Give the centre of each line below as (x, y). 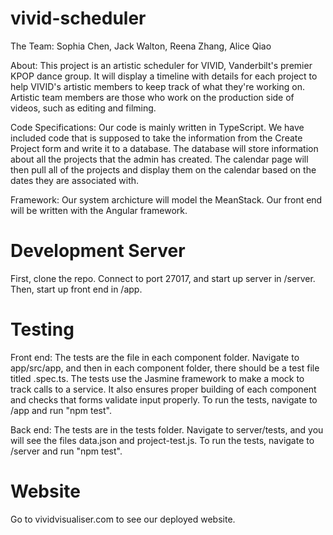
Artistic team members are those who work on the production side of (152, 97)
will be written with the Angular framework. (99, 210)
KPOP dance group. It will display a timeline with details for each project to (164, 76)
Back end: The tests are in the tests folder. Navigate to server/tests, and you (167, 429)
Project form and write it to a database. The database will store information (164, 148)
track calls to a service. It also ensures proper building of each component (163, 389)
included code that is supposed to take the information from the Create (156, 138)
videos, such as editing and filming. (83, 108)
